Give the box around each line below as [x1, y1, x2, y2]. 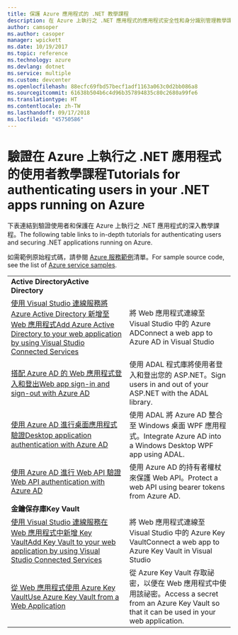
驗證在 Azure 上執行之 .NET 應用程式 [7, 148, 222, 164]
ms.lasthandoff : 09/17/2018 [7, 109, 91, 116]
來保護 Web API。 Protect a [129, 473, 218, 483]
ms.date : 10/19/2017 [7, 43, 69, 50]
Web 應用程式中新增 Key [11, 527, 92, 537]
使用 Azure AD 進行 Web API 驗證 [11, 467, 122, 477]
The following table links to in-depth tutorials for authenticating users [20, 230, 222, 238]
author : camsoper [7, 23, 59, 30]
